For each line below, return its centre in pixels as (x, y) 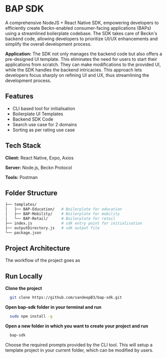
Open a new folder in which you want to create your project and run (77, 326)
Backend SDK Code (33, 119)
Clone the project (24, 288)
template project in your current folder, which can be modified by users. (79, 350)
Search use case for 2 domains (45, 124)
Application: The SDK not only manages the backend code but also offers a (83, 54)
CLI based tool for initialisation (44, 108)
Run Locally (24, 276)
